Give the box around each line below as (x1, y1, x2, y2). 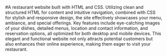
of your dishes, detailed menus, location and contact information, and (5, 25, 148, 31)
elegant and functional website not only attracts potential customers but (5, 36, 153, 42)
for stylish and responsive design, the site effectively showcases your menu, (5, 15, 163, 20)
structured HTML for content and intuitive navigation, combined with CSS (5, 9, 156, 15)
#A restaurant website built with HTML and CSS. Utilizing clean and (5, 4, 144, 10)
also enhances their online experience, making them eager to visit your (5, 41, 151, 47)
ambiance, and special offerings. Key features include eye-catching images (5, 20, 161, 26)
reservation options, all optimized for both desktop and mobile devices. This (5, 31, 162, 36)
